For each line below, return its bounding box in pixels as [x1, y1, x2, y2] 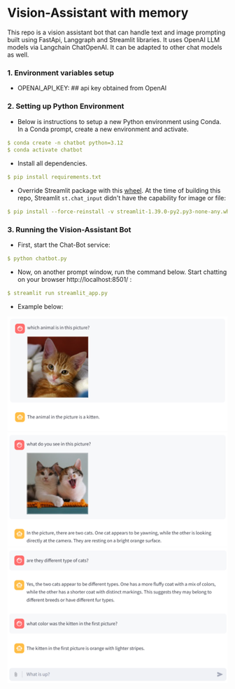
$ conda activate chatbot [7, 146, 83, 154]
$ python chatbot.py [7, 255, 68, 262]
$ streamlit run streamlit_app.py [7, 289, 108, 297]
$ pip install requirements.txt [7, 174, 101, 181]
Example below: [17, 303, 64, 311]
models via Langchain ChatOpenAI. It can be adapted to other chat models [7, 43, 222, 51]
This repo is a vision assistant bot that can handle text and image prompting [7, 28, 226, 36]
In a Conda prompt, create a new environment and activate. [17, 125, 189, 133]
